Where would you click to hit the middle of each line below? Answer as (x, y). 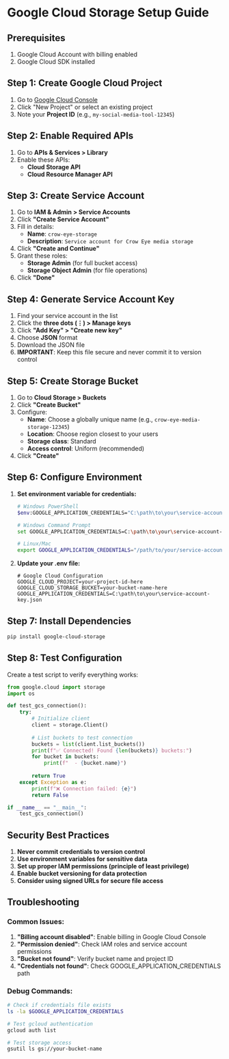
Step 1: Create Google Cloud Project (85, 83)
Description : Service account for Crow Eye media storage (110, 241)
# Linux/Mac (34, 544)
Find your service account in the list (67, 316)
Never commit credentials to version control (81, 852)
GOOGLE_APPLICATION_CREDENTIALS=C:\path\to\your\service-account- (113, 594)
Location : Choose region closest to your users (93, 434)
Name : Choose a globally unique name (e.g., (90, 419)
